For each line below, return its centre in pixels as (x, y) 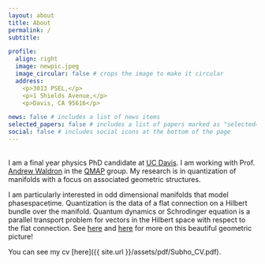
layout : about (32, 15)
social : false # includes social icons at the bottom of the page (119, 132)
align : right (37, 59)
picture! (21, 236)
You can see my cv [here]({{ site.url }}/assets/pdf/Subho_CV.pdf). (115, 251)
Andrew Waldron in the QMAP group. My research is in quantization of (122, 171)
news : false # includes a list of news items (84, 117)
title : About (30, 23)
